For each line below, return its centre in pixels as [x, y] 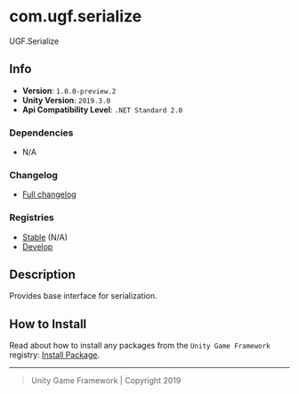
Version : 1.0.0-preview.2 [69, 90]
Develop [37, 246]
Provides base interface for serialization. [83, 296]
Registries [32, 218]
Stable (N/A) [45, 237]
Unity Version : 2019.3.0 [66, 100]
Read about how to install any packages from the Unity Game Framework [140, 346]
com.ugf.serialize [76, 16]
